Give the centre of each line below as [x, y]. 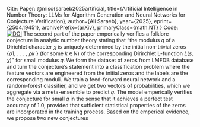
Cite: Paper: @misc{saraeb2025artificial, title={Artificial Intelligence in [92, 9]
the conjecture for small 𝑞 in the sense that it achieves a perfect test [90, 99]
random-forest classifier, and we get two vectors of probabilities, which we [99, 86]
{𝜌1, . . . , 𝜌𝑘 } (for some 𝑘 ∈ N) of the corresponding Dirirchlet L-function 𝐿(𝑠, [100, 53]
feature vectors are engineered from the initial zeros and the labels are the [98, 73]
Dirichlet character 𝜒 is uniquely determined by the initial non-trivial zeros [96, 47]
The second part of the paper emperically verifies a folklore [96, 34]
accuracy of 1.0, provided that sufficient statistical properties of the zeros [96, 105]
